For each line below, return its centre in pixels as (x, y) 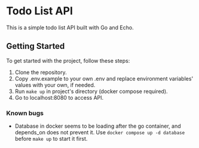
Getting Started (36, 46)
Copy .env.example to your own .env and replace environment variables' (104, 78)
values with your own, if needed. (55, 85)
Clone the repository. (41, 72)
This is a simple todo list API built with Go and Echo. (70, 27)
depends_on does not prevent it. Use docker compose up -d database (100, 132)
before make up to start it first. (51, 139)
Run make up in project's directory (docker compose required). (91, 91)
